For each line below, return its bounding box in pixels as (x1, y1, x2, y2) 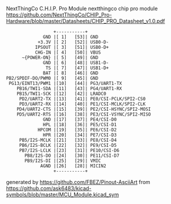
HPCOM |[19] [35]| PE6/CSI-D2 (37, 127, 117, 133)
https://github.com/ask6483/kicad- (6, 185, 92, 192)
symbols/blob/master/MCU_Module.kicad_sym (6, 191, 119, 198)
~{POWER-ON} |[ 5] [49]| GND (21, 55, 99, 61)
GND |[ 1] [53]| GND (43, 34, 99, 40)
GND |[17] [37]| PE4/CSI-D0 (43, 117, 117, 123)
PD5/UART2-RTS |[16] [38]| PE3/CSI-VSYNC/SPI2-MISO (16, 111, 151, 117)
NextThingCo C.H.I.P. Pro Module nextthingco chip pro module (6, 5, 158, 12)
